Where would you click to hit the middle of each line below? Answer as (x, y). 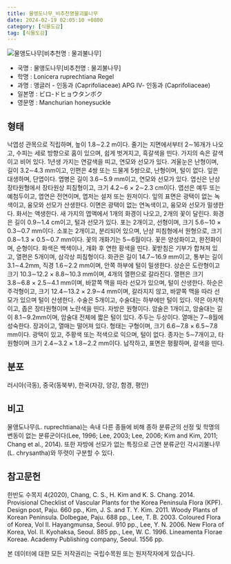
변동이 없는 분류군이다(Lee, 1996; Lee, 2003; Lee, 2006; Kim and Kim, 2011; (113, 435)
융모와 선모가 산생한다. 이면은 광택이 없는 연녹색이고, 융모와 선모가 (116, 205)
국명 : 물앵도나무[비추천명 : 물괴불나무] (69, 68)
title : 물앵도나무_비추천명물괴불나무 (53, 13)
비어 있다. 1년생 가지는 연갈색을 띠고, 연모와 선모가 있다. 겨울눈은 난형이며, (119, 162)
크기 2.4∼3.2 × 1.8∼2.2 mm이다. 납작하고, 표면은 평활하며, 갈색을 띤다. (128, 344)
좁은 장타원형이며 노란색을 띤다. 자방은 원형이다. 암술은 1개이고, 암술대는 (119, 309)
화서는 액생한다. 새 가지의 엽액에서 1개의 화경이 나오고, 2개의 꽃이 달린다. (114, 214)
